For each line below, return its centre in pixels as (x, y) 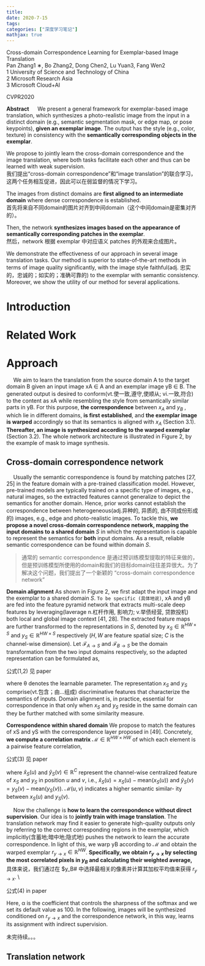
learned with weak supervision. (46, 167)
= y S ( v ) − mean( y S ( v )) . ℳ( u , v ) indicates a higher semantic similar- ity (94, 789)
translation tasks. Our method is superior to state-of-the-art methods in (96, 260)
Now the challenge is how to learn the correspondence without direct (102, 810)
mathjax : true (24, 35)
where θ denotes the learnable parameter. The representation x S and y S (97, 684)
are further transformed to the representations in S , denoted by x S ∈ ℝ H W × (102, 626)
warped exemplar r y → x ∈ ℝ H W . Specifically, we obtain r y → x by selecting (102, 852)
